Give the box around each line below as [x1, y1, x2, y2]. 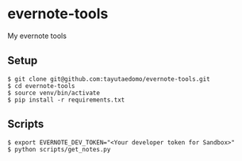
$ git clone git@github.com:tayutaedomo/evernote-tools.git [7, 75, 211, 83]
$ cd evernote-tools [7, 82, 76, 90]
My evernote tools [7, 31, 67, 40]
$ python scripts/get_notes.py [7, 145, 111, 153]
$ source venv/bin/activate [7, 89, 101, 97]
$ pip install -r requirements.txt [7, 96, 125, 104]
